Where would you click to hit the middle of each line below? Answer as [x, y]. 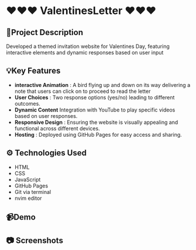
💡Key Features [33, 71]
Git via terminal [33, 192]
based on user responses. [46, 116]
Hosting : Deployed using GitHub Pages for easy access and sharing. [98, 134]
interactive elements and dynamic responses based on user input [85, 53]
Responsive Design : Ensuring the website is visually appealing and [96, 122]
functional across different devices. [57, 128]
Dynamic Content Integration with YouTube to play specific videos [95, 110]
